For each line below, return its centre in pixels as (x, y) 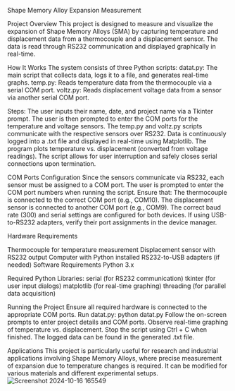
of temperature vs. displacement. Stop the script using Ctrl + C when (107, 330)
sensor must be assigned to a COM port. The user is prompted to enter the (115, 185)
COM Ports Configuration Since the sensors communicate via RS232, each (116, 177)
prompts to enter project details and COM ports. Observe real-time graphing (118, 322)
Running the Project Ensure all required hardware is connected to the (107, 307)
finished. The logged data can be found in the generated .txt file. (101, 337)
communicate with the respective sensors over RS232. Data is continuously (117, 134)
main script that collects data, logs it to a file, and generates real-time (108, 75)
